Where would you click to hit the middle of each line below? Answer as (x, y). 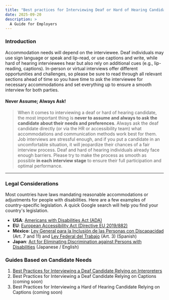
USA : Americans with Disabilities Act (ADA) (57, 220)
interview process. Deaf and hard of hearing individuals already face (89, 150)
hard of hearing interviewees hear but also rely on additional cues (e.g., (79, 63)
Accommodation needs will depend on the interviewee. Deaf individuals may (84, 52)
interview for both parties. (32, 90)
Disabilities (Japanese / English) (46, 247)
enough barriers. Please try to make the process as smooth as (82, 155)
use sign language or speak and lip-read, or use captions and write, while (81, 58)
